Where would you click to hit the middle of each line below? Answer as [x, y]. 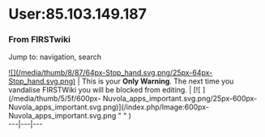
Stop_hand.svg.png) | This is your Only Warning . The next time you [121, 81]
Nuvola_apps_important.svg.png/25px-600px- [180, 99]
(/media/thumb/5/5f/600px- [55, 99]
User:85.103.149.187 [78, 14]
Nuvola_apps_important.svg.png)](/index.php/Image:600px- [109, 107]
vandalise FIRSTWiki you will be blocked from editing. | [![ [105, 90]
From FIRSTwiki [40, 40]
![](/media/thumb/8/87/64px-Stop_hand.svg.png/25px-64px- [111, 73]
